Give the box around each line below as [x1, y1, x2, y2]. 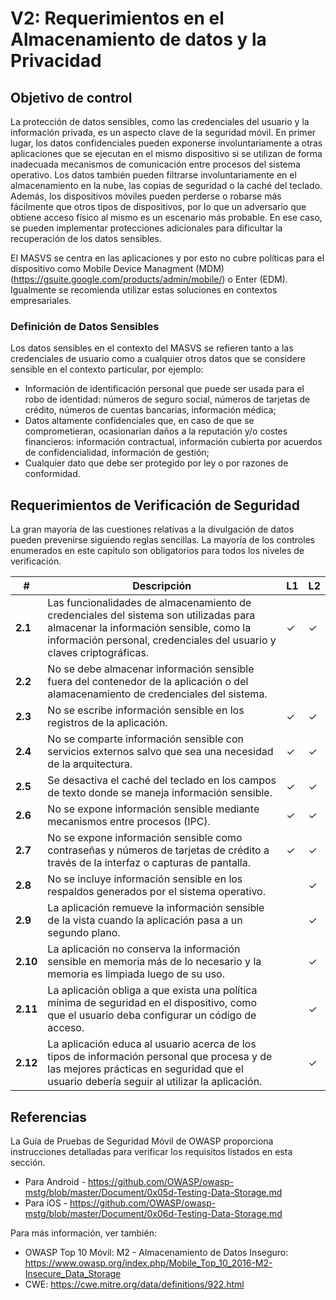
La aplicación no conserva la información [47, 942, 241, 956]
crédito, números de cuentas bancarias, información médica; [24, 404, 277, 416]
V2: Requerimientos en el [10, 7, 225, 30]
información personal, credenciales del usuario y [47, 633, 277, 647]
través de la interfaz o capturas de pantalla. [47, 856, 252, 870]
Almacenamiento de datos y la [10, 28, 267, 51]
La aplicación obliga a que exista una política [47, 983, 258, 997]
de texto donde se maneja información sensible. [47, 786, 273, 800]
